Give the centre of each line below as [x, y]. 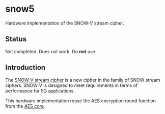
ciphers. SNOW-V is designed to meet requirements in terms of [72, 85]
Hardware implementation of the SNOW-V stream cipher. [65, 23]
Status [16, 39]
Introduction [25, 68]
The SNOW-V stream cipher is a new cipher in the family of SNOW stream [83, 80]
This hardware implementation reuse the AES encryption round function [81, 101]
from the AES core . [25, 106]
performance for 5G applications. [40, 90]
